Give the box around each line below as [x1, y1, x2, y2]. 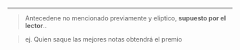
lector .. [24, 22, 47, 30]
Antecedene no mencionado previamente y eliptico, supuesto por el [24, 14, 226, 22]
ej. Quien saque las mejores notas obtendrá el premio [24, 35, 182, 43]
